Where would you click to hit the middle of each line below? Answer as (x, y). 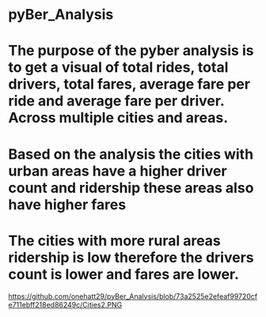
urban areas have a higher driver (118, 171)
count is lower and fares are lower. (124, 274)
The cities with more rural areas (115, 241)
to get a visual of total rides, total (118, 68)
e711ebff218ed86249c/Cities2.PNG (65, 304)
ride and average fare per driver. (116, 101)
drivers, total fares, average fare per (129, 84)
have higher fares (67, 204)
